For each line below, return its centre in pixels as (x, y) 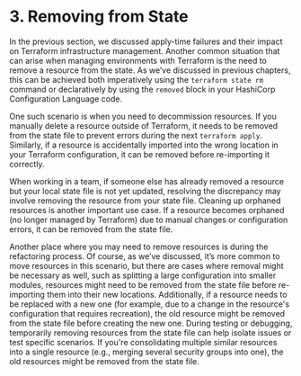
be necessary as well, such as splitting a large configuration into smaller (143, 275)
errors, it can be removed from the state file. (91, 229)
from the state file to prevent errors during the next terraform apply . (136, 135)
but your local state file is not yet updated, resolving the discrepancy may (145, 191)
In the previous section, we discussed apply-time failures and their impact (146, 41)
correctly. (27, 164)
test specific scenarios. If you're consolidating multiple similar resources (143, 342)
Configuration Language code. (66, 98)
